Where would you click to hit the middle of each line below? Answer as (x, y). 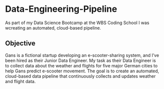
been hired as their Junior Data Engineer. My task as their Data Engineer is (81, 60)
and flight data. (20, 81)
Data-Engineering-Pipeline (61, 9)
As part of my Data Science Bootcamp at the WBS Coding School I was (77, 23)
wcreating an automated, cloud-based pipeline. (53, 28)
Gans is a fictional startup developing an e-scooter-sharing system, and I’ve (82, 55)
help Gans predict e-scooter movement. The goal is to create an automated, (82, 71)
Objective (20, 44)
